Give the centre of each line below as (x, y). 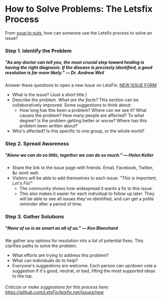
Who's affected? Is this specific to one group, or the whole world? (78, 131)
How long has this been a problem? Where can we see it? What (83, 110)
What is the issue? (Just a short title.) (50, 94)
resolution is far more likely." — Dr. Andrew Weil (55, 73)
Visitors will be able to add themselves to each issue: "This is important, (84, 178)
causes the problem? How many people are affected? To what (82, 115)
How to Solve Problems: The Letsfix (79, 9)
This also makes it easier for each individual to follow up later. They (87, 193)
